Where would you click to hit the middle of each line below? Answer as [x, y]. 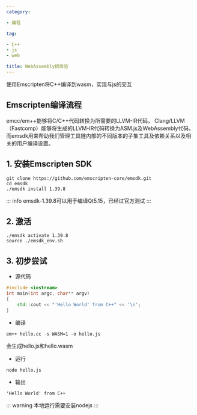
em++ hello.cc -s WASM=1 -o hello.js [53, 334]
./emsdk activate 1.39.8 [37, 236]
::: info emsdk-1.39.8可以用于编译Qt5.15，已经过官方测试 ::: [79, 201]
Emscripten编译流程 [44, 105]
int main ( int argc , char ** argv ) [48, 294]
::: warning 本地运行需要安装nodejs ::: [53, 405]
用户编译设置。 [35, 143]
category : [19, 12]
